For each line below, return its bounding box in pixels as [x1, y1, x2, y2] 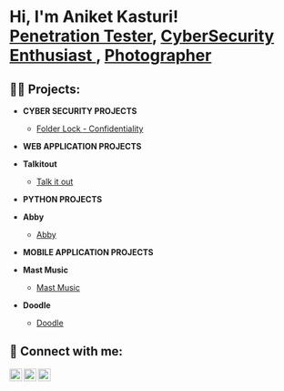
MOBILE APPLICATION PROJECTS [22, 247, 154, 257]
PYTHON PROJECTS [22, 194, 103, 204]
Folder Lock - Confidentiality [35, 123, 144, 134]
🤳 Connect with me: [9, 344, 123, 359]
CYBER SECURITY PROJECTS [22, 106, 137, 116]
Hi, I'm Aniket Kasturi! [9, 6, 179, 27]
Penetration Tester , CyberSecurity [9, 26, 275, 46]
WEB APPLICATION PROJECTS [22, 141, 142, 151]
